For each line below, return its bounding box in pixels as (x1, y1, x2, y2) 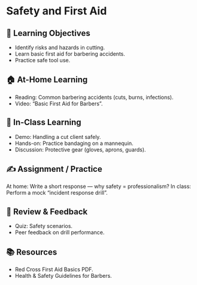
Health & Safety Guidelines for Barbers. (14, 272, 112, 280)
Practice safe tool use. (14, 57, 71, 63)
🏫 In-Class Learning (6, 117, 82, 128)
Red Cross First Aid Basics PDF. (14, 266, 94, 273)
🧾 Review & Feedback (6, 207, 88, 217)
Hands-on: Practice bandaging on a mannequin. (14, 140, 134, 147)
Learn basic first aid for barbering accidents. (14, 50, 126, 57)
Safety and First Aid (6, 4, 107, 18)
